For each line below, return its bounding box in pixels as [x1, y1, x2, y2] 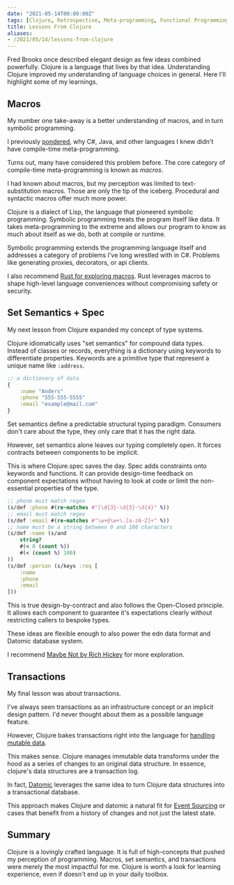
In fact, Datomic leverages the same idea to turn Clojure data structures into [7, 780, 225, 789]
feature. [7, 717, 30, 726]
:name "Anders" [19, 388, 64, 395]
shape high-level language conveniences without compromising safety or [7, 279, 218, 287]
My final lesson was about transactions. [7, 689, 122, 697]
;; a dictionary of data [7, 374, 79, 381]
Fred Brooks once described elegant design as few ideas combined [7, 55, 201, 64]
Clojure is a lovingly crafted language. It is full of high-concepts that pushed [7, 847, 225, 856]
